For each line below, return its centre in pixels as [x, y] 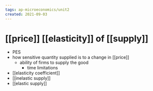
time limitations [42, 68]
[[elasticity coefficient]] [36, 73]
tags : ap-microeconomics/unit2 [37, 10]
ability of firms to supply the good [54, 62]
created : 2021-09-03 [26, 14]
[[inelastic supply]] [31, 78]
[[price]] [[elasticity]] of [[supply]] [77, 39]
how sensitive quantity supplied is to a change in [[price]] [71, 58]
